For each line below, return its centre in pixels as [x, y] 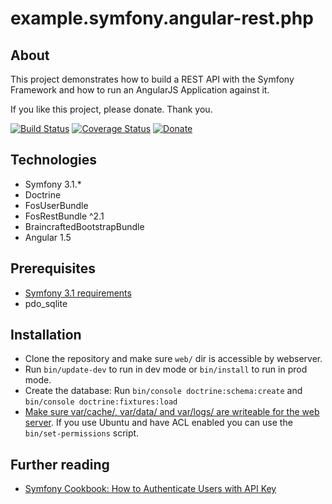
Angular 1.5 [48, 237]
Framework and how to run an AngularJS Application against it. [140, 90]
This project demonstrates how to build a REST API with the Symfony [152, 79]
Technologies [54, 160]
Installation [46, 335]
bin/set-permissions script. [82, 433]
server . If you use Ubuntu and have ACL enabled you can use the [158, 423]
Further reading [60, 464]
